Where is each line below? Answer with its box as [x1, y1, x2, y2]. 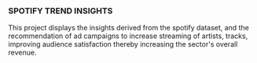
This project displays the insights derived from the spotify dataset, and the [8, 23, 249, 33]
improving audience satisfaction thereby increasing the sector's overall [8, 40, 238, 49]
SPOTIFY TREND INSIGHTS [8, 5, 113, 16]
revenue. [8, 48, 37, 58]
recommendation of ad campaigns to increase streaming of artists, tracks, [8, 31, 248, 40]
